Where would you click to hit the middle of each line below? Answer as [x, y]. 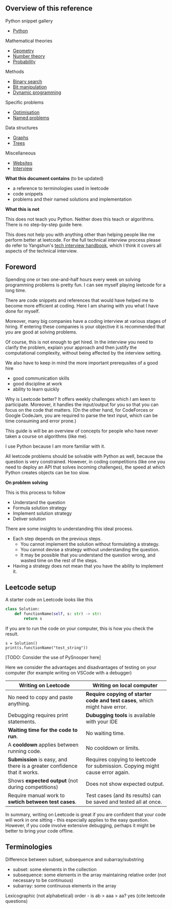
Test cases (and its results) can [123, 796]
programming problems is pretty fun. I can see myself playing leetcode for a [85, 285]
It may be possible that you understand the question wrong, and [88, 555]
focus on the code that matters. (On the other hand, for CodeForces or [80, 410]
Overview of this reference [49, 8]
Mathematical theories [29, 41]
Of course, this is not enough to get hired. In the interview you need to [79, 342]
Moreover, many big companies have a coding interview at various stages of [86, 321]
